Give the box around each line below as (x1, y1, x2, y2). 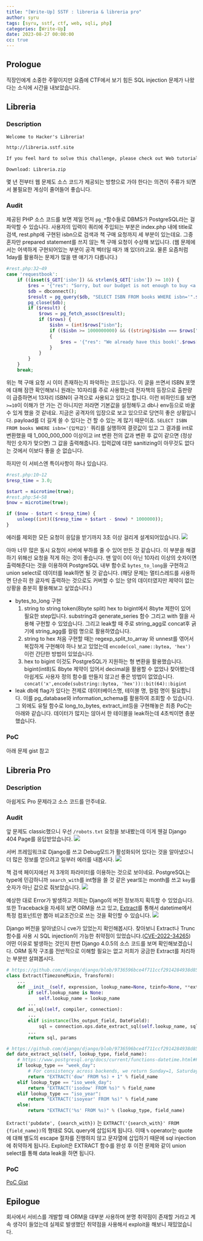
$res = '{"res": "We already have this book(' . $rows (60, 339, 196, 345)
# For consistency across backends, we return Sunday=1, (28, 1068, 174, 1074)
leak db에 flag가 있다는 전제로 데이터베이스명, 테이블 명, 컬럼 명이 (14, 687, 170, 694)
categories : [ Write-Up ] (6, 25, 66, 32)
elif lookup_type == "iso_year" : (17, 1091, 101, 1097)
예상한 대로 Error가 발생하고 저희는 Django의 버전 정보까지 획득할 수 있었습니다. (6, 897, 195, 904)
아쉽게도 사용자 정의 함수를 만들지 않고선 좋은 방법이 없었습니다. (24, 673, 174, 680)
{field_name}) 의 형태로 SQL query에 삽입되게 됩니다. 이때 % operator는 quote (6, 1127, 193, 1134)
